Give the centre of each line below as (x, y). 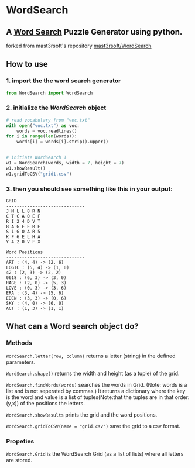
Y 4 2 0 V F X (23, 242)
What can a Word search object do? (72, 326)
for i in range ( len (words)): (42, 136)
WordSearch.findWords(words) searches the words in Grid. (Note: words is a (97, 384)
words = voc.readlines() (47, 131)
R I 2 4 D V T (23, 222)
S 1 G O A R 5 (23, 232)
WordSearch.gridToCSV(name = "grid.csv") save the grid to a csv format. (93, 426)
